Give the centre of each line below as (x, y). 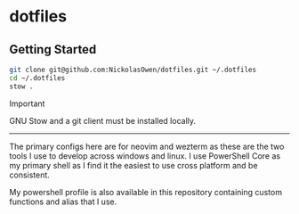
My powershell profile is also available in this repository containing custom (146, 192)
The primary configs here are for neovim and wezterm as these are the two (147, 146)
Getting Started (53, 49)
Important (27, 103)
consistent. (30, 175)
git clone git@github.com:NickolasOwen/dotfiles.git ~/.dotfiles (133, 70)
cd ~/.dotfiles (37, 78)
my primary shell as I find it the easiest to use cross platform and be (133, 165)
